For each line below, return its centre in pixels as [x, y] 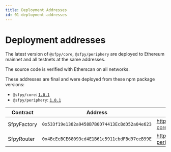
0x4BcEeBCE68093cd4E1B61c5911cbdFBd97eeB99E [97, 139]
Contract [23, 113]
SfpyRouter [21, 139]
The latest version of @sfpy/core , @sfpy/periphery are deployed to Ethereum [85, 54]
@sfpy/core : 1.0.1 [31, 94]
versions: [15, 85]
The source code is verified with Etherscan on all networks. [67, 69]
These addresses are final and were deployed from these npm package [80, 79]
